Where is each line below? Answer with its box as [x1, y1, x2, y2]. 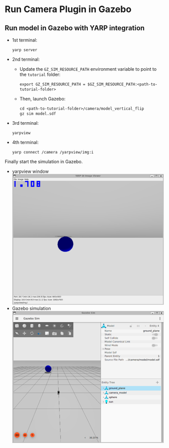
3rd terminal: [12, 120, 39, 126]
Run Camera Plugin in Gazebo [5, 4, 132, 15]
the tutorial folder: [19, 72, 61, 77]
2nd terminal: [12, 57, 40, 62]
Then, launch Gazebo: [19, 96, 66, 102]
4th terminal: [12, 139, 39, 145]
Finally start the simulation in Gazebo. [5, 159, 83, 165]
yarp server [12, 47, 37, 53]
